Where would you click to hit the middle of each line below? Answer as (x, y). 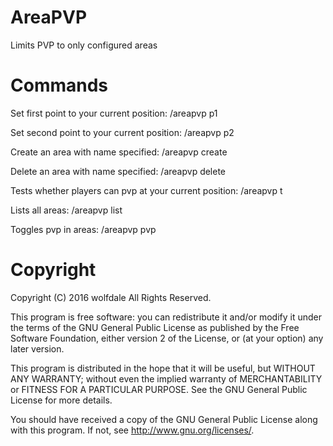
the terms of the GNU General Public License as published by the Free (155, 327)
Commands (59, 85)
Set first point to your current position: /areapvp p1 (114, 113)
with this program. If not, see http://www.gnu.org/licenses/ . (132, 430)
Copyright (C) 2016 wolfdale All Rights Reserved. (111, 297)
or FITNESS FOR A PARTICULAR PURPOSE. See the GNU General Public (159, 389)
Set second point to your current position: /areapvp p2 (122, 132)
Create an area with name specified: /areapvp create (119, 152)
